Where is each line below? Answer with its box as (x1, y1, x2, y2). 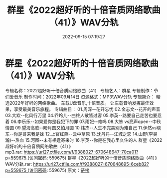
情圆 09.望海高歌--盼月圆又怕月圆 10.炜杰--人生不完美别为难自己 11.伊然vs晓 (5, 124, 161, 130)
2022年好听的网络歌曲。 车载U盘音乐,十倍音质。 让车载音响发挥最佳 (9, 100, 150, 106)
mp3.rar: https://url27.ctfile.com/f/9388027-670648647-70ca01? (5, 149, 139, 155)
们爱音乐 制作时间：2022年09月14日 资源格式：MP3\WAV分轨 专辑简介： (5, 94, 156, 100)
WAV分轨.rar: (5, 161, 32, 167)
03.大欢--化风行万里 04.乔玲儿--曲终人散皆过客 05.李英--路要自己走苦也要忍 (5, 112, 162, 118)
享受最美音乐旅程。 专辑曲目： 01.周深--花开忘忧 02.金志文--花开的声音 (13, 106, 161, 112)
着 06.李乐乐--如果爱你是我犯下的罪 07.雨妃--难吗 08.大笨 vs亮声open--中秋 (5, 119, 162, 124)
